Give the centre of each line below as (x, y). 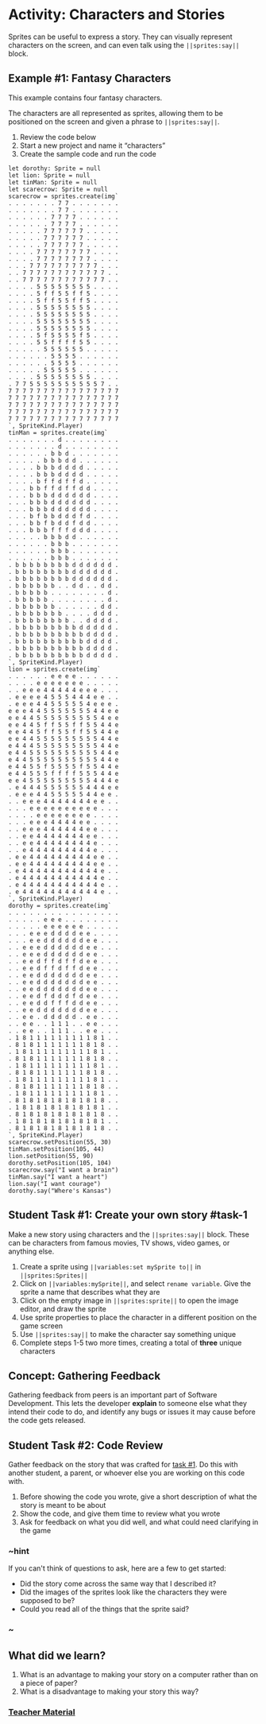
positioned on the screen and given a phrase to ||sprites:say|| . (114, 122)
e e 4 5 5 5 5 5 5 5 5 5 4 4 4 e (64, 781)
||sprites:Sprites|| (54, 1276)
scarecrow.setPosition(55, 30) (60, 1142)
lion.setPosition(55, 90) (51, 1156)
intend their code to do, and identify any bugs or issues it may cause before (132, 1412)
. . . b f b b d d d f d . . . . (64, 516)
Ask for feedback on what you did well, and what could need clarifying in (139, 1522)
